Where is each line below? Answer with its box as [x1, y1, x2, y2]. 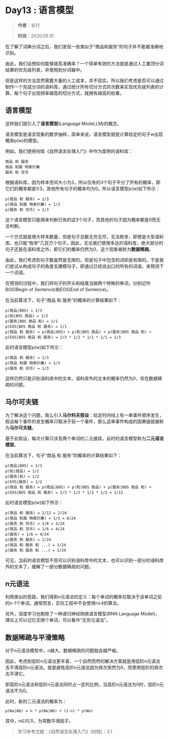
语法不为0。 [5, 688, 30, 694]
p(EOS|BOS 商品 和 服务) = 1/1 [5, 324, 67, 329]
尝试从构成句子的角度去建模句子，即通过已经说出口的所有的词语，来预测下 [9, 263, 164, 269]
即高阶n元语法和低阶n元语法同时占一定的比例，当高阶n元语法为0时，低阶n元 [5, 682, 164, 688]
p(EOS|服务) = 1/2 [5, 479, 42, 484]
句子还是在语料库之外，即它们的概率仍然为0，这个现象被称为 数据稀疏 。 [5, 246, 153, 252]
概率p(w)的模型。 [5, 137, 42, 143]
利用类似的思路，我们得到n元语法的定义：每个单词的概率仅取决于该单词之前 [5, 594, 162, 600]
